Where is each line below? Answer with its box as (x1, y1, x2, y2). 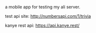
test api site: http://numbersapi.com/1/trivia (5, 13, 91, 19)
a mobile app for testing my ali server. (5, 4, 80, 10)
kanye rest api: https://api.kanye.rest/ (5, 22, 80, 28)
